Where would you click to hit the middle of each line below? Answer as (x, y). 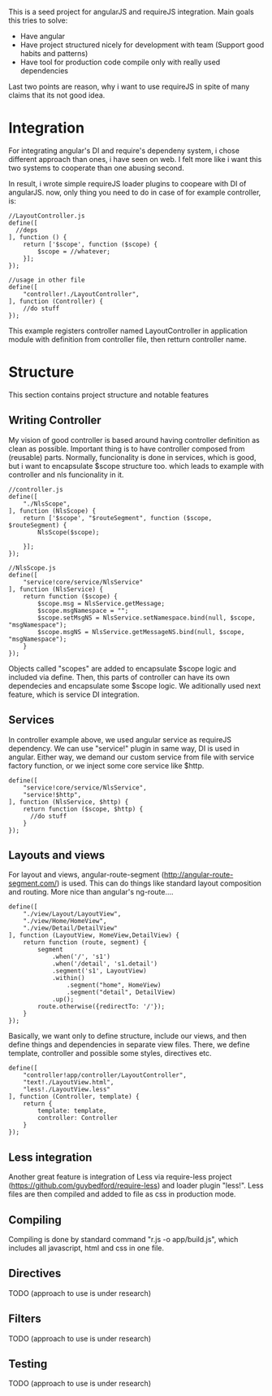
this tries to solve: (38, 20)
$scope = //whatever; (74, 252)
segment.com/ (33, 883)
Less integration (50, 1157)
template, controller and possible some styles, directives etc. (110, 1053)
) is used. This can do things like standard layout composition (159, 883)
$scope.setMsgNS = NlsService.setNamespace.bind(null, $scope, (147, 618)
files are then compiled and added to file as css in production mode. (122, 1194)
